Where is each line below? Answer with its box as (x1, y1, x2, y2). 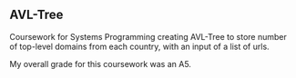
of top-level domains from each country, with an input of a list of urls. (9, 41, 270, 52)
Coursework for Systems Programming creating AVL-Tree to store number (9, 31, 287, 42)
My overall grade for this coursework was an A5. (9, 58, 191, 69)
